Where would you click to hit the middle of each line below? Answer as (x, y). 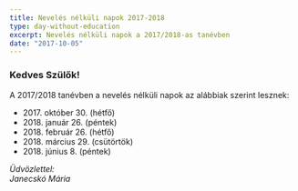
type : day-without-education (65, 26)
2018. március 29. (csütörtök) (78, 141)
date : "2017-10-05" (46, 43)
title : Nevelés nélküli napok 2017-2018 (87, 18)
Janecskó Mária (40, 178)
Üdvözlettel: (32, 168)
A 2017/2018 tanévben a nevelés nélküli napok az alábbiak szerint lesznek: (149, 95)
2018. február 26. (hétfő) (68, 132)
